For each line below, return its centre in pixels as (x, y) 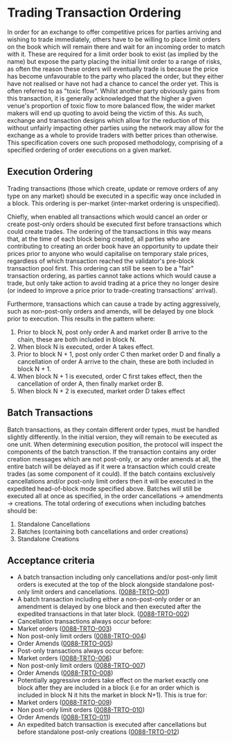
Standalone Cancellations (54, 524)
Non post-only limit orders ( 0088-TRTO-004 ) (82, 636)
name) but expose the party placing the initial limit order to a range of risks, (115, 61)
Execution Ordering (50, 172)
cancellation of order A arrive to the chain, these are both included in (115, 361)
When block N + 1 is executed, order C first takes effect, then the (110, 376)
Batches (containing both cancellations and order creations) (103, 531)
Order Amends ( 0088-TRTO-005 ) (65, 644)
